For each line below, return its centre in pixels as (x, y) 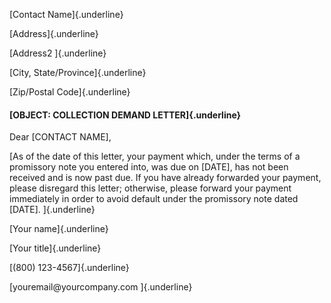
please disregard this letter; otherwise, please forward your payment (150, 188)
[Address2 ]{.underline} (58, 53)
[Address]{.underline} (54, 33)
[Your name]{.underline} (59, 229)
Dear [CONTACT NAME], (60, 137)
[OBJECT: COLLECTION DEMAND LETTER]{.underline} (125, 115)
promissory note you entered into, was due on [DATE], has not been (149, 167)
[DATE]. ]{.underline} (52, 210)
